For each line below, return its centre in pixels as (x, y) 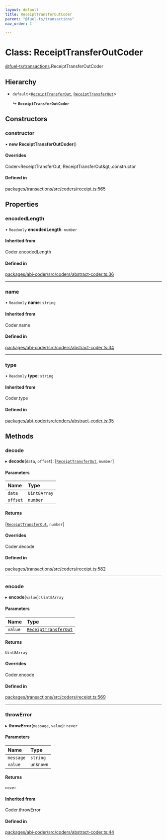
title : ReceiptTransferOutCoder (39, 14)
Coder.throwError (23, 810)
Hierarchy (21, 82)
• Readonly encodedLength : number (41, 229)
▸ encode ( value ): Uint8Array (34, 597)
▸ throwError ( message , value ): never (42, 725)
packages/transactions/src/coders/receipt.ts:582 (55, 569)
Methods (19, 436)
